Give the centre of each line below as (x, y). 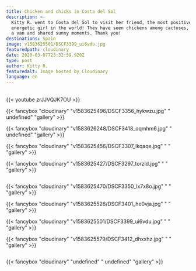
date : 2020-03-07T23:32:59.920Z (45, 55)
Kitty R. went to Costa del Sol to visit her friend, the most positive (101, 22)
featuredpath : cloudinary (37, 50)
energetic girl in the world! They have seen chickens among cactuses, (100, 28)
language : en (22, 77)
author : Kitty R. (27, 66)
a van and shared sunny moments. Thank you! (66, 33)
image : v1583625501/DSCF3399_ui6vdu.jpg (56, 44)
